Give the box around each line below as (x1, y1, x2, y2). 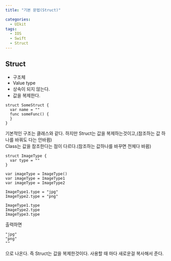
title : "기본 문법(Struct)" (5, 7, 61, 13)
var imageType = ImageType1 (5, 176, 66, 181)
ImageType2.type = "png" (5, 194, 58, 199)
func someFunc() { (10, 111, 50, 117)
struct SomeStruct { (5, 102, 50, 108)
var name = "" (10, 107, 40, 112)
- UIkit (10, 22, 27, 27)
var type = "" (10, 158, 40, 163)
